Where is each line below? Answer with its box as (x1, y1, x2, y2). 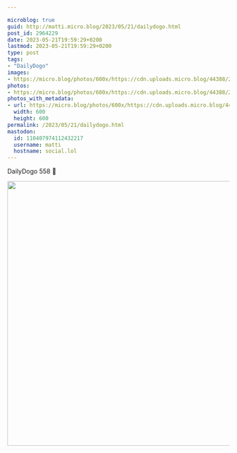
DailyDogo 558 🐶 (7, 167, 56, 176)
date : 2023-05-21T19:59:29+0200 (7, 36, 102, 43)
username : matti (13, 141, 61, 148)
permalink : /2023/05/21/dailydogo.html (7, 121, 125, 128)
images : (7, 68, 30, 76)
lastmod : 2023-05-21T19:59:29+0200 (7, 43, 112, 50)
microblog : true (7, 16, 55, 23)
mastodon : (7, 128, 37, 135)
